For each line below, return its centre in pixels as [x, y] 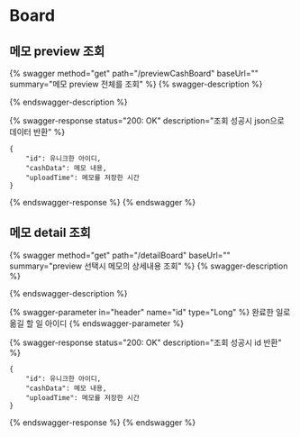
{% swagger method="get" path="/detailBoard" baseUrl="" [120, 255]
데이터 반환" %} [37, 132]
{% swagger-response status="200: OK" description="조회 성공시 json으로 [147, 121]
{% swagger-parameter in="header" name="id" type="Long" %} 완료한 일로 [150, 312]
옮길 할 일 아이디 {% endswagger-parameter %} [97, 323]
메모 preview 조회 [57, 51]
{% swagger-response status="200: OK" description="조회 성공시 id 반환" [145, 342]
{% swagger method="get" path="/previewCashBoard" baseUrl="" [134, 73]
